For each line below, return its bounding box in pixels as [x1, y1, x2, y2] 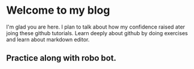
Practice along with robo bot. [6, 53, 117, 63]
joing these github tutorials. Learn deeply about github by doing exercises [6, 29, 188, 36]
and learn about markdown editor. [6, 36, 90, 43]
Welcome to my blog [6, 4, 110, 17]
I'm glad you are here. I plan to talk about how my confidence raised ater [6, 23, 186, 30]
